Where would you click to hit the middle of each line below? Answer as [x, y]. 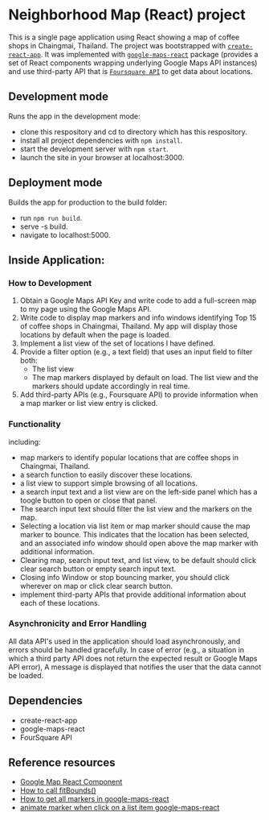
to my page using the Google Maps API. [86, 309]
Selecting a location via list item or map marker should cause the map [135, 526]
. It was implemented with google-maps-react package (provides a [149, 54]
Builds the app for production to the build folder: [88, 202]
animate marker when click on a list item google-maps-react [120, 808]
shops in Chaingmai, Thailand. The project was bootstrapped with [117, 45]
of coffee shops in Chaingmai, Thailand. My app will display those [129, 326]
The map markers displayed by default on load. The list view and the [145, 378]
